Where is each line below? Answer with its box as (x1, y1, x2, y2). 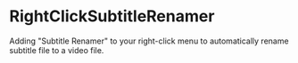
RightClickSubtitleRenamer (9, 6, 215, 27)
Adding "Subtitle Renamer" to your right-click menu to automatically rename (9, 35, 289, 46)
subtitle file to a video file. (9, 44, 104, 55)
